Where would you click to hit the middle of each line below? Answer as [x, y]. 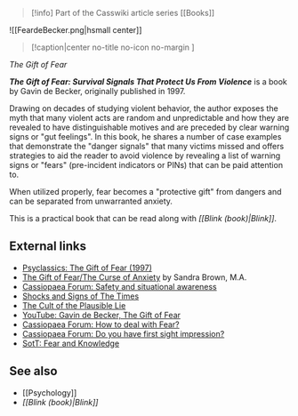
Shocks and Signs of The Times [81, 296]
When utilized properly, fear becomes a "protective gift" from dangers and [145, 192]
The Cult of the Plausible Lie [74, 305]
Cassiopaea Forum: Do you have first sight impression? [123, 333]
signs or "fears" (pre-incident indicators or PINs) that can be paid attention [146, 165]
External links [48, 247]
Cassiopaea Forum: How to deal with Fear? [101, 324]
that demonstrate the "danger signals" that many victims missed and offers [147, 146]
